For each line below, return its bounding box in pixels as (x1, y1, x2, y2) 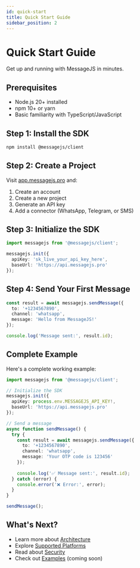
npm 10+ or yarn (14, 105, 55, 112)
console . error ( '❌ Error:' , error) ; (17, 481, 106, 487)
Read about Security (14, 548, 66, 555)
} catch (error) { (11, 476, 58, 482)
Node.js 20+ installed (14, 98, 67, 106)
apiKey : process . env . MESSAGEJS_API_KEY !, (11, 399, 116, 405)
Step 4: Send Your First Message (6, 284, 130, 294)
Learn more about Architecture (14, 535, 91, 543)
